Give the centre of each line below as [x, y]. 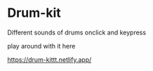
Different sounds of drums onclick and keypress [76, 32]
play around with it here [41, 46]
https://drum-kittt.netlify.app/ [49, 59]
